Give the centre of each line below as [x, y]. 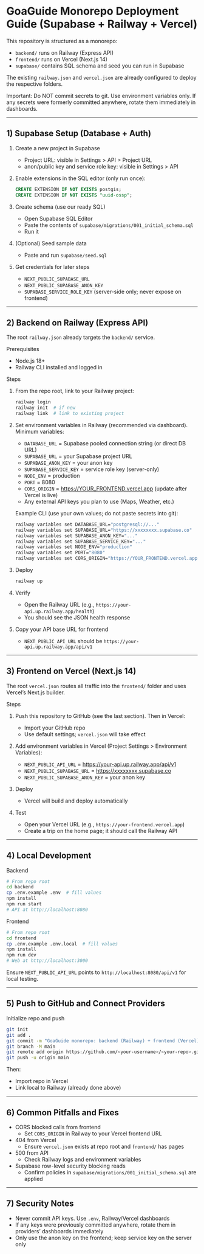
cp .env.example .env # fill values [54, 893]
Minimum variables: [40, 431]
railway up [29, 581]
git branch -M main [31, 1047]
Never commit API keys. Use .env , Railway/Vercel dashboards [92, 1218]
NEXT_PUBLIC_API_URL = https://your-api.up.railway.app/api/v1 [100, 764]
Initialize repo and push [36, 1018]
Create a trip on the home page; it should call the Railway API [101, 831]
